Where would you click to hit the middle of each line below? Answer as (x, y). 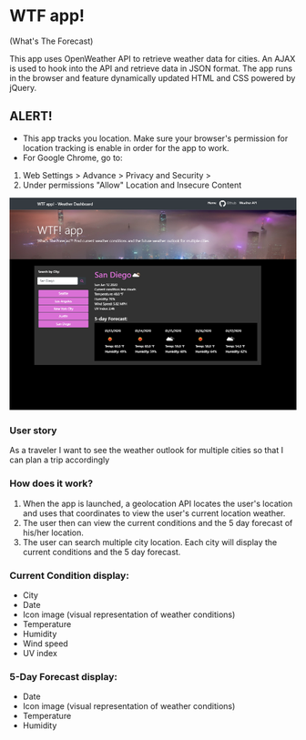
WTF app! (47, 16)
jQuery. (23, 87)
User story (33, 431)
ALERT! (31, 116)
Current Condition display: (69, 575)
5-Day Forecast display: (64, 676)
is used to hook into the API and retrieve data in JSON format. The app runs (151, 68)
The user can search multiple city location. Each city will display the (150, 542)
